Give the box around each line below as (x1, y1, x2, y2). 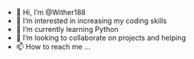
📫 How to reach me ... (15, 42, 91, 51)
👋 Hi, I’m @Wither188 (15, 8, 87, 17)
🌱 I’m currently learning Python (15, 25, 119, 33)
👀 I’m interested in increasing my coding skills (15, 16, 167, 26)
